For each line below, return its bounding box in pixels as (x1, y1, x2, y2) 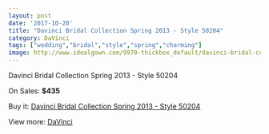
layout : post (8, 11, 52, 20)
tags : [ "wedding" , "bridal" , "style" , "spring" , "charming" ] (8, 41, 203, 49)
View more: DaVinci (8, 117, 74, 126)
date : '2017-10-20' (8, 19, 74, 27)
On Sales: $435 (8, 86, 61, 96)
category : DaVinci (8, 33, 70, 42)
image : (8, 49, 30, 57)
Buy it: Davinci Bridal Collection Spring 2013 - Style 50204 (8, 101, 201, 111)
